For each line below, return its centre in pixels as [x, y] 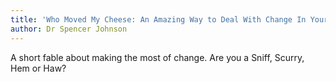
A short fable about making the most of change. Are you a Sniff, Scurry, [157, 57]
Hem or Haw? [38, 68]
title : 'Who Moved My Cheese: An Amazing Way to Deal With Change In [158, 19]
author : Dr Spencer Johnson [69, 29]
